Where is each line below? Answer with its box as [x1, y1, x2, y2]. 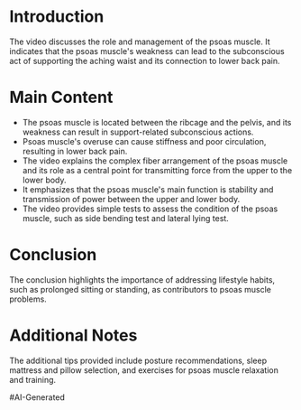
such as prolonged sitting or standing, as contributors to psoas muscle [9, 284, 272, 294]
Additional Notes [9, 325, 138, 345]
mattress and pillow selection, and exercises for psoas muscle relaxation [9, 364, 279, 376]
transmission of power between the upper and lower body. [22, 193, 241, 204]
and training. [9, 374, 57, 385]
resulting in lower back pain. [22, 145, 128, 156]
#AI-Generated [9, 391, 66, 403]
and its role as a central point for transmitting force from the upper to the [22, 164, 293, 175]
